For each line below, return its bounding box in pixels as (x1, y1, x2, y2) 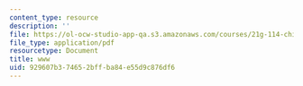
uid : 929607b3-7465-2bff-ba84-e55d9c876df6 (9, 64, 176, 73)
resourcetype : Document (9, 47, 99, 56)
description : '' (9, 21, 70, 30)
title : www (9, 55, 50, 64)
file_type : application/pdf (9, 38, 115, 47)
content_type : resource (9, 13, 99, 22)
